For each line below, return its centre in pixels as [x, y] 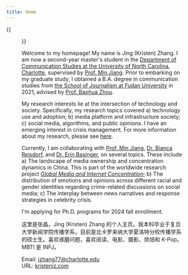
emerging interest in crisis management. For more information [99, 129]
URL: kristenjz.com [45, 265]
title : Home [21, 12]
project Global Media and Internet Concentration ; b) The [92, 174]
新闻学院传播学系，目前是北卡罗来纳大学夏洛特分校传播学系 [106, 232]
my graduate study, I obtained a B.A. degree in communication [100, 79]
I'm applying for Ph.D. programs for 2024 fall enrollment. [92, 212]
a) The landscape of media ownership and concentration [93, 161]
